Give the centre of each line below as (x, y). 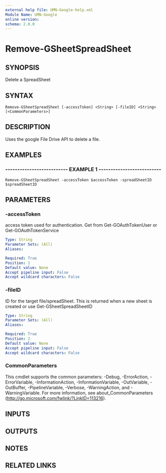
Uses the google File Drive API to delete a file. (53, 139)
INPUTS (18, 414)
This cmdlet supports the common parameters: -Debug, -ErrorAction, (77, 377)
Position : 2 (18, 339)
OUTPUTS (21, 431)
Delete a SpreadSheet (28, 80)
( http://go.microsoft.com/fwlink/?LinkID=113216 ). (56, 398)
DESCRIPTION (28, 127)
